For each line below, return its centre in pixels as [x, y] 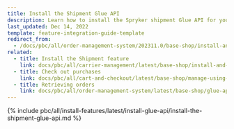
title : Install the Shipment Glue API [63, 14]
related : [20, 53]
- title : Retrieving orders [54, 85]
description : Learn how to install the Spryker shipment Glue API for [112, 20]
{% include [23, 111]
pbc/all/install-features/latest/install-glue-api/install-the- [121, 111]
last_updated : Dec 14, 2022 [48, 26]
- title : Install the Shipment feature [71, 59]
